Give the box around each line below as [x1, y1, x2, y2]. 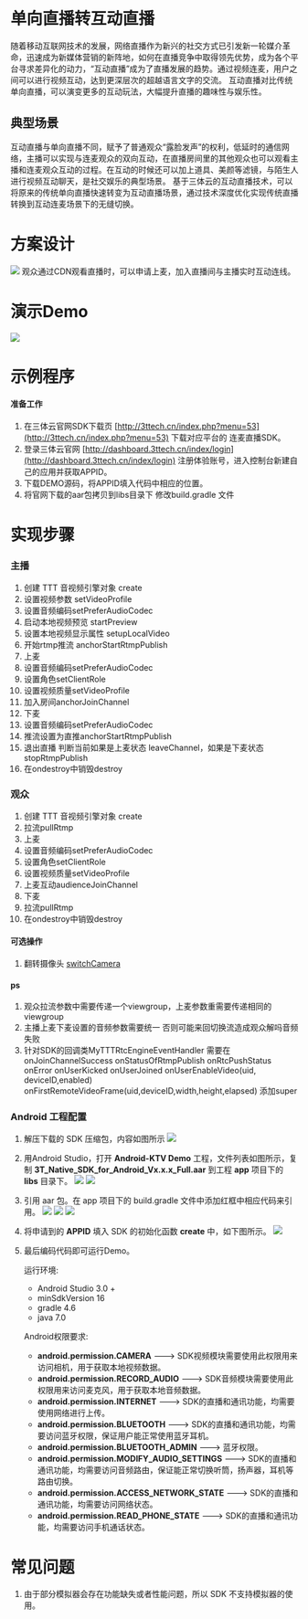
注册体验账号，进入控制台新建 [177, 455, 291, 466]
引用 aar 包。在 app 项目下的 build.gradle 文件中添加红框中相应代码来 [23, 1194, 285, 1206]
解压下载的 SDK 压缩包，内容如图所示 [23, 1133, 165, 1144]
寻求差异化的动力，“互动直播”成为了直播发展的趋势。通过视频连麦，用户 [17, 63, 291, 74]
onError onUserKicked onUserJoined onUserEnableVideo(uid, [23, 1065, 257, 1076]
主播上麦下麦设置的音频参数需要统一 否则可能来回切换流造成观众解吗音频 [23, 1022, 299, 1033]
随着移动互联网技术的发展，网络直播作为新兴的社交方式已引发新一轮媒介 [10, 40, 282, 51]
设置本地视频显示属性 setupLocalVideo [23, 628, 170, 639]
